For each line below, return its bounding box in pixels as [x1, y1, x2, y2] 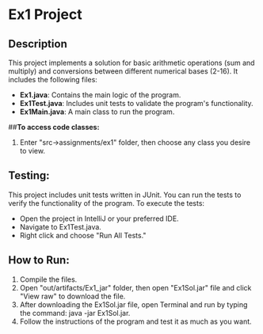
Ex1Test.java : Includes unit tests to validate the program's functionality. [19, 99, 253, 108]
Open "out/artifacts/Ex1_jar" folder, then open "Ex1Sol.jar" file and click [19, 283, 252, 292]
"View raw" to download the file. [19, 291, 126, 301]
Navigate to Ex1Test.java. [19, 222, 101, 231]
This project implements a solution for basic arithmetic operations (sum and [8, 58, 255, 67]
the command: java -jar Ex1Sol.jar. [19, 308, 131, 317]
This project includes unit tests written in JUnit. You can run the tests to [8, 190, 242, 199]
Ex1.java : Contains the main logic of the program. [19, 90, 181, 100]
